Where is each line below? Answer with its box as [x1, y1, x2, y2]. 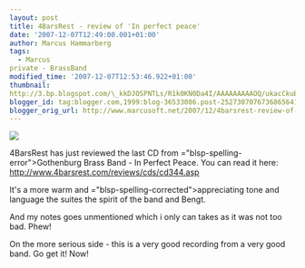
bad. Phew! [9, 221, 52, 232]
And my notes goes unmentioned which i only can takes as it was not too [9, 212, 283, 223]
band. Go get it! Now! [9, 248, 89, 259]
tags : [9, 47, 30, 56]
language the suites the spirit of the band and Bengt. [9, 194, 206, 205]
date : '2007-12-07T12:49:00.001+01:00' [9, 30, 161, 39]
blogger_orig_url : [9, 106, 79, 115]
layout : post [9, 13, 59, 23]
